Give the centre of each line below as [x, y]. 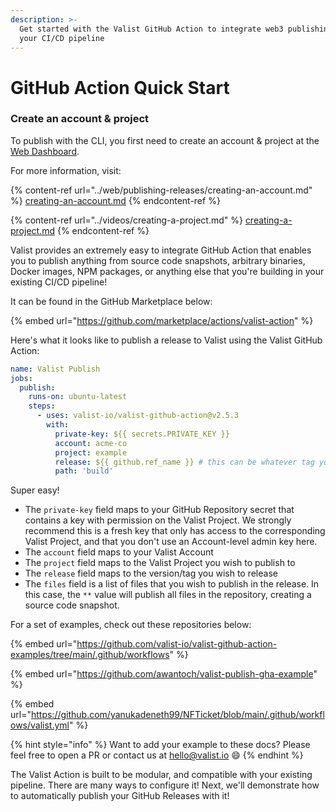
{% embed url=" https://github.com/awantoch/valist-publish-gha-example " [164, 674]
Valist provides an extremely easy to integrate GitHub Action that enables [161, 250]
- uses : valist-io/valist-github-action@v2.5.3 [138, 416]
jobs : [21, 378]
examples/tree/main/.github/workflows [90, 655]
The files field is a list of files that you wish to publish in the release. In [172, 584]
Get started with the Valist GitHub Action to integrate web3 [151, 29]
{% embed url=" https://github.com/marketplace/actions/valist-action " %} [162, 320]
